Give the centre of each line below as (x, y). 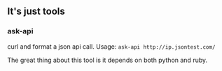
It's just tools (36, 11)
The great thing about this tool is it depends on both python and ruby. (107, 60)
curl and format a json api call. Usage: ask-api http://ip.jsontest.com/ (111, 46)
